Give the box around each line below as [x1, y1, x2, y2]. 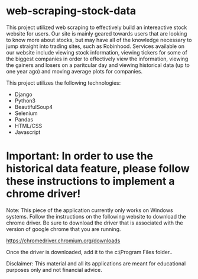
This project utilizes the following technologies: [6, 79, 121, 86]
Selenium [14, 110, 38, 117]
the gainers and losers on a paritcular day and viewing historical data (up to [6, 61, 190, 69]
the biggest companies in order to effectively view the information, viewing [6, 55, 189, 62]
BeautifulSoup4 [14, 103, 53, 110]
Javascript [14, 129, 41, 136]
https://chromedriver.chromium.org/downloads [6, 237, 121, 244]
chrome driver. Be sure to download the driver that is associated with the [6, 219, 183, 226]
